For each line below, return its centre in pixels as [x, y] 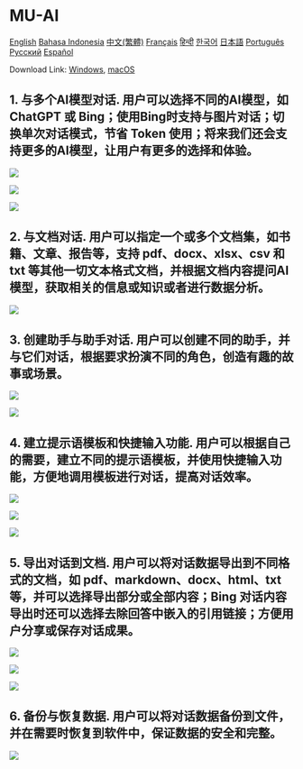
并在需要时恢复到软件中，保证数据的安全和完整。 [146, 733]
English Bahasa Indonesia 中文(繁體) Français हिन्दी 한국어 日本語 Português [147, 41]
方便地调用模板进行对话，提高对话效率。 [146, 476]
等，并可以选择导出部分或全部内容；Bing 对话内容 [148, 596]
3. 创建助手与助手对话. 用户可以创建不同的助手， [144, 339]
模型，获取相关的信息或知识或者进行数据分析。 [140, 288]
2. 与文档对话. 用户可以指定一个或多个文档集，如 [144, 237]
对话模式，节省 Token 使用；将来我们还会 [160, 134]
